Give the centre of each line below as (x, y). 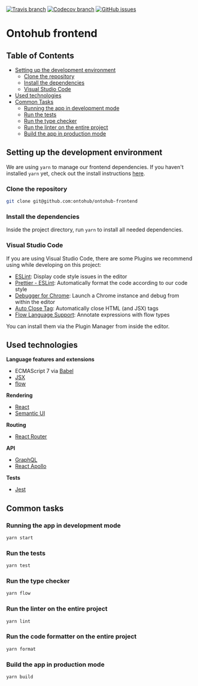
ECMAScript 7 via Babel (44, 371)
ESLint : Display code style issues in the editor (71, 276)
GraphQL (26, 460)
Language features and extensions (50, 359)
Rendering (19, 395)
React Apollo (31, 466)
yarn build (20, 677)
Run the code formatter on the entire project (71, 637)
